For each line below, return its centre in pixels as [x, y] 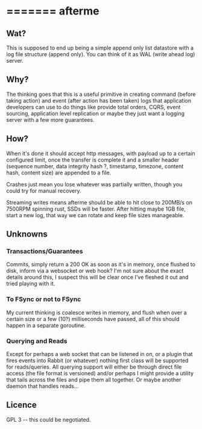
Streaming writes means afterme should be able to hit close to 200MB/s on [99, 202]
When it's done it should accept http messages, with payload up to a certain [101, 153]
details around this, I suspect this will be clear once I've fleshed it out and [97, 277]
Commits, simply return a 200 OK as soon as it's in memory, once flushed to [101, 264]
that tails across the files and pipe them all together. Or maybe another [94, 380]
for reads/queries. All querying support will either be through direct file [94, 367]
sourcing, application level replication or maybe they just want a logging [96, 113]
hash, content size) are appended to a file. [59, 173]
